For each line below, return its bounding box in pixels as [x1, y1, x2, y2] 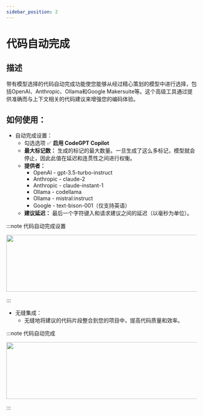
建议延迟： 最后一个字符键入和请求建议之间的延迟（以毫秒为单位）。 [24, 210, 193, 217]
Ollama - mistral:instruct [33, 195, 94, 202]
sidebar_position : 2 [6, 8, 59, 15]
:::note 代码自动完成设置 [6, 223, 66, 230]
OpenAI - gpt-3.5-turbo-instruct [33, 169, 113, 176]
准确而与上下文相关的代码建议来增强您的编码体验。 [11, 95, 139, 102]
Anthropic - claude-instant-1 [33, 182, 104, 189]
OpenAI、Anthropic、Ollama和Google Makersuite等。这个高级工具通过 [11, 87, 188, 95]
